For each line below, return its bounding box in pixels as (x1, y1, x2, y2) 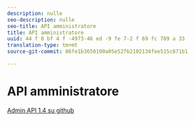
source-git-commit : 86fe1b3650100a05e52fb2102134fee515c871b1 (7, 49, 188, 55)
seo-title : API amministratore (7, 23, 96, 29)
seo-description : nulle (7, 16, 75, 23)
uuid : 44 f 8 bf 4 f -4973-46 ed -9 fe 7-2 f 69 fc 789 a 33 (7, 36, 185, 42)
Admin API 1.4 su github (7, 106, 75, 114)
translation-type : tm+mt (7, 42, 78, 49)
